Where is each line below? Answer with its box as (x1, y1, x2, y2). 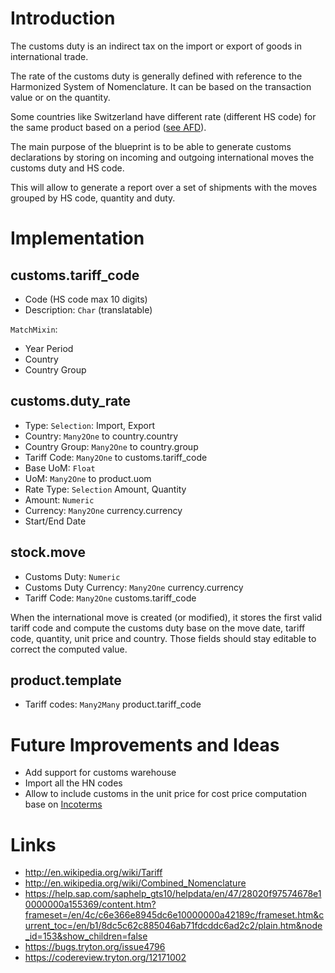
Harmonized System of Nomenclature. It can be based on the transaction (10, 80, 312, 92)
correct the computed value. (10, 643, 128, 655)
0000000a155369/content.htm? (24, 898, 157, 911)
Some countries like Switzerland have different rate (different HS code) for (10, 110, 317, 122)
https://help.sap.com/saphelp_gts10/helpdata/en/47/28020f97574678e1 (24, 888, 322, 900)
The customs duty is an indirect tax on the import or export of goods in (10, 40, 302, 52)
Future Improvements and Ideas (10, 733, 280, 756)
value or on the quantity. (10, 91, 111, 103)
